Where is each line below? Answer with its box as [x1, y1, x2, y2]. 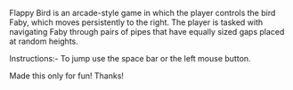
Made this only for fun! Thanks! [9, 70, 125, 81]
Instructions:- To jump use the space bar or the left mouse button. [9, 53, 251, 63]
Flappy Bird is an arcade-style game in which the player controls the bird [9, 8, 276, 18]
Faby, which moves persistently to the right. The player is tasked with [9, 17, 264, 28]
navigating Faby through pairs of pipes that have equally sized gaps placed [9, 27, 285, 37]
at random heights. [9, 36, 78, 46]
